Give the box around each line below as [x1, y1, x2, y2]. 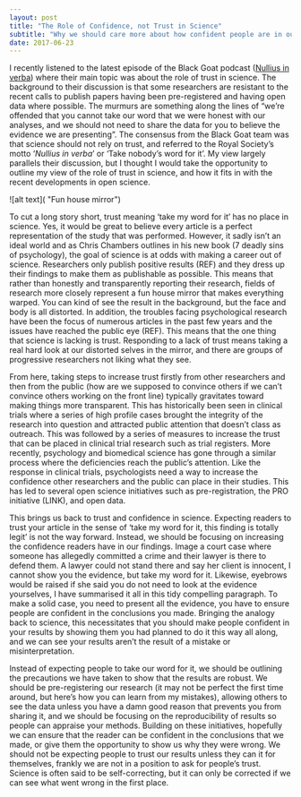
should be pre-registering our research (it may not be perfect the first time [9, 682, 284, 693]
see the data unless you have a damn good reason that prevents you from [9, 701, 282, 712]
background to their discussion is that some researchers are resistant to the [9, 81, 289, 92]
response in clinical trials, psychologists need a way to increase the [9, 467, 258, 477]
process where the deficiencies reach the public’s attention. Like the [9, 458, 262, 468]
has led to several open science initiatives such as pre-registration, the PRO [9, 485, 289, 497]
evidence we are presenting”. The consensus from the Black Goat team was [9, 129, 289, 140]
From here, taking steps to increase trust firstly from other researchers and [9, 372, 286, 382]
